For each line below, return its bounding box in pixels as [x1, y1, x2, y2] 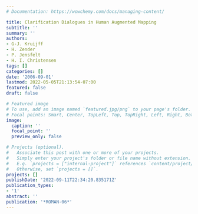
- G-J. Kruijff [6, 41, 44, 47]
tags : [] [6, 63, 28, 69]
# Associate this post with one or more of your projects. [6, 150, 160, 156]
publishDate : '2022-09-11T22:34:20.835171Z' [6, 177, 117, 183]
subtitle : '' [6, 25, 38, 31]
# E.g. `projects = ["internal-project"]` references [6, 160, 146, 166]
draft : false [6, 91, 38, 96]
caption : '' [11, 123, 41, 129]
